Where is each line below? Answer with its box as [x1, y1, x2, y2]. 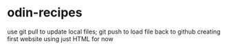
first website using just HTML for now [7, 34, 113, 42]
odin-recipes [7, 5, 83, 21]
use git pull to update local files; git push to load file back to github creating [7, 27, 221, 36]
